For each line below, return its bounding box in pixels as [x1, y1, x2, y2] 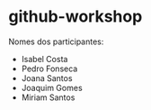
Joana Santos [21, 72, 73, 83]
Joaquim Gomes [21, 82, 83, 93]
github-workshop [8, 6, 143, 27]
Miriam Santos [21, 92, 75, 103]
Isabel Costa [21, 53, 68, 64]
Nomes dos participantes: [8, 36, 104, 47]
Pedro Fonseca [21, 63, 78, 74]
